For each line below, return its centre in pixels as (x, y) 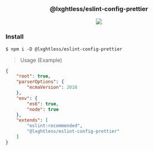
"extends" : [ (32, 120)
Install (15, 37)
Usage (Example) (41, 60)
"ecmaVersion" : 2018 (52, 88)
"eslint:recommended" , (55, 126)
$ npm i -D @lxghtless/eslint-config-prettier (64, 49)
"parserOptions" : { (40, 82)
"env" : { (27, 98)
